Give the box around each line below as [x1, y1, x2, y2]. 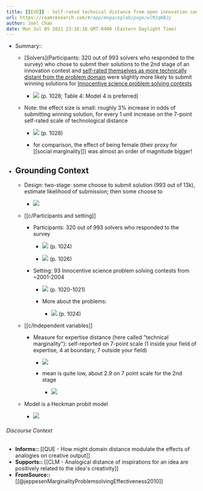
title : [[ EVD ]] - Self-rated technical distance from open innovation [6, 8, 188, 15]
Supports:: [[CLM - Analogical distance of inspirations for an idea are [14, 458, 188, 466]
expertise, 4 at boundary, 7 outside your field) [33, 347, 147, 354]
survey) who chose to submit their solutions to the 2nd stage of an [24, 61, 190, 68]
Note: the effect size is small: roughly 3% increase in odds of [24, 104, 176, 112]
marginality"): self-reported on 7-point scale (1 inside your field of [33, 340, 197, 347]
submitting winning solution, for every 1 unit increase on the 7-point [24, 110, 192, 118]
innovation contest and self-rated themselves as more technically [24, 67, 187, 75]
